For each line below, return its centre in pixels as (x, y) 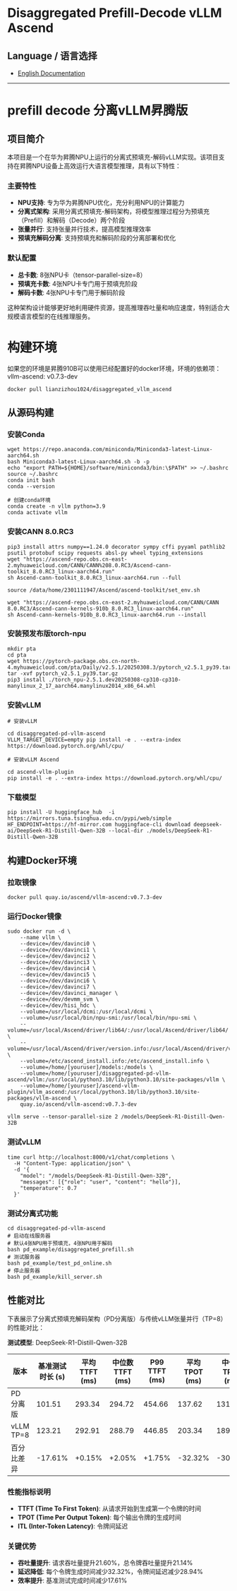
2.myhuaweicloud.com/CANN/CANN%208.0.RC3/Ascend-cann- (90, 565)
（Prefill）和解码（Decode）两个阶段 (71, 220)
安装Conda (26, 434)
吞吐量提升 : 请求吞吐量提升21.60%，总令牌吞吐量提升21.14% (105, 1563)
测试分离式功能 (33, 1213)
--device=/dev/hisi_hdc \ (58, 1006)
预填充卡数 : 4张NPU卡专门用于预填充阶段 (77, 283)
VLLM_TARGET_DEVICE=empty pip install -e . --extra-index (94, 740)
